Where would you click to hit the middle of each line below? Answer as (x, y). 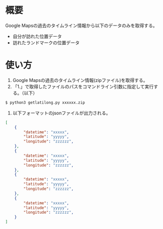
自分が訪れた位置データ (37, 36)
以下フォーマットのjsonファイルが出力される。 (61, 113)
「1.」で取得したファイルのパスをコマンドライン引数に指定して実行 (83, 87)
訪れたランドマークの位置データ (46, 42)
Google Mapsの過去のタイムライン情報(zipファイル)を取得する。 (80, 80)
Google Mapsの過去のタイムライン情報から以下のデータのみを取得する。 (81, 25)
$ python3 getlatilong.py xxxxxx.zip (45, 102)
